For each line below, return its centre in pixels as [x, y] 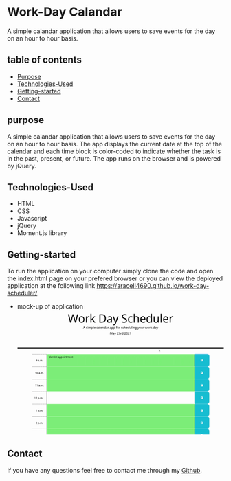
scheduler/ [22, 293]
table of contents [45, 60]
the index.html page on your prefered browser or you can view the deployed [115, 278]
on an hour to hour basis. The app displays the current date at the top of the [114, 144]
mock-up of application [50, 306]
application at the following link [51, 286]
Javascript [32, 219]
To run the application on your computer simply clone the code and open [110, 271]
